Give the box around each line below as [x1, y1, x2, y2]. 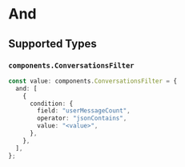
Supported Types [8, 37, 98, 51]
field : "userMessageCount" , [37, 107, 131, 115]
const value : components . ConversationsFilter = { [8, 77, 178, 85]
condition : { [29, 100, 74, 108]
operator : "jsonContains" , [37, 114, 127, 123]
